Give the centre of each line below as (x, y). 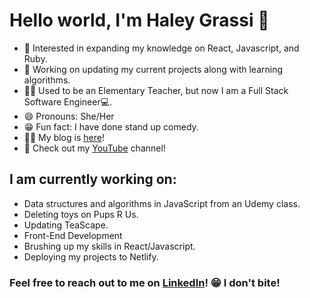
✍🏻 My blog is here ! (64, 137)
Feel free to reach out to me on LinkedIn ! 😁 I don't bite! (145, 282)
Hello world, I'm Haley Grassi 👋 (139, 20)
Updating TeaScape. (66, 225)
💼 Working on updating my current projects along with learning (153, 69)
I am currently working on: (93, 179)
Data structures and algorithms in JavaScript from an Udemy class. (162, 203)
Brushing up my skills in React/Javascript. (109, 246)
